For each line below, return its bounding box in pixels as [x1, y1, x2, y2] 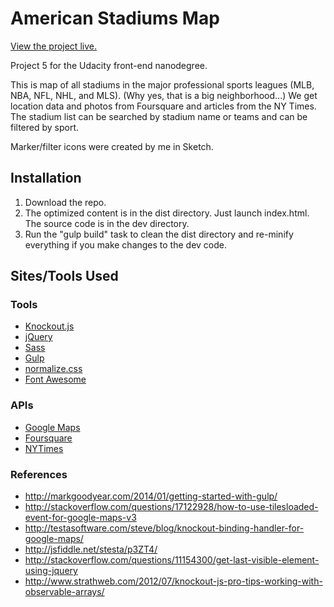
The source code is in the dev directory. [24, 217, 190, 229]
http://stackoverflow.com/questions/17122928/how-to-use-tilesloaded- [24, 501, 319, 513]
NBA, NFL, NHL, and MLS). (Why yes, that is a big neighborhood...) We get [10, 89, 318, 101]
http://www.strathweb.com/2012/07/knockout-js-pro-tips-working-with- [24, 575, 323, 587]
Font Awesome [24, 373, 87, 386]
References [10, 467, 68, 481]
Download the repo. [24, 196, 107, 208]
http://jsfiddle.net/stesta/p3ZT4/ [24, 543, 158, 556]
